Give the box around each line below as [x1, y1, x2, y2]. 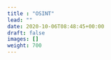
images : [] [7, 36, 39, 43]
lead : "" [7, 17, 33, 23]
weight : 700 [7, 42, 42, 49]
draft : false [7, 29, 45, 37]
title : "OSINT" [7, 10, 54, 17]
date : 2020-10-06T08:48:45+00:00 [7, 23, 105, 30]
